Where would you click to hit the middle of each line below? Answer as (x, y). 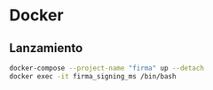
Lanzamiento (46, 48)
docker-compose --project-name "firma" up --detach (106, 68)
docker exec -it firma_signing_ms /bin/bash (93, 76)
